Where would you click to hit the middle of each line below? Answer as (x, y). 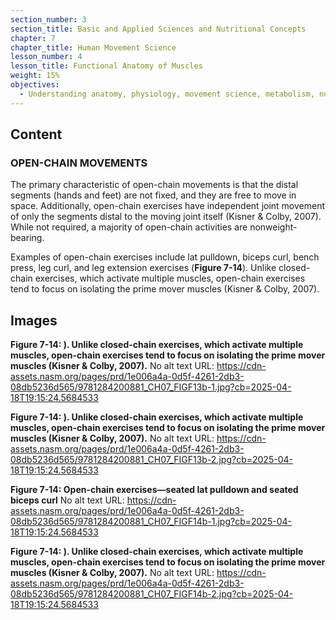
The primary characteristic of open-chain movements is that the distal (154, 185)
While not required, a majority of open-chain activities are (129, 227)
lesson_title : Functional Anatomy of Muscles (106, 66)
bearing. (27, 238)
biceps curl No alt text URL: (67, 500)
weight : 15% (35, 76)
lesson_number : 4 (46, 57)
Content (36, 134)
